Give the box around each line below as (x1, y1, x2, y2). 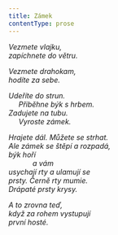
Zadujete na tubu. (8, 107, 68, 118)
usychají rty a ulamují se (8, 167, 91, 176)
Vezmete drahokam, (8, 66, 76, 76)
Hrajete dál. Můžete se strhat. (8, 132, 108, 142)
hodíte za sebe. (8, 75, 61, 85)
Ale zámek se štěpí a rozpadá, (8, 141, 111, 150)
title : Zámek (8, 11, 53, 20)
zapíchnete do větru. (8, 50, 78, 60)
